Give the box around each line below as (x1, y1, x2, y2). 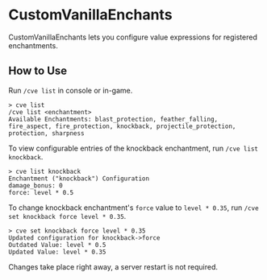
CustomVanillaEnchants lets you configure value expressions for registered (8, 32, 258, 42)
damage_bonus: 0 (8, 181, 63, 190)
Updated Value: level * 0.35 (8, 248, 106, 256)
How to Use (8, 64, 68, 78)
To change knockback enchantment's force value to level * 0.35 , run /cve (8, 203, 260, 212)
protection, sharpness (8, 129, 85, 138)
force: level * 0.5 (8, 188, 74, 196)
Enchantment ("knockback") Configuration (8, 175, 150, 183)
